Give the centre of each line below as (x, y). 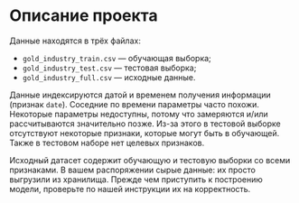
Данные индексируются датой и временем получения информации (140, 95)
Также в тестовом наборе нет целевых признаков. (107, 143)
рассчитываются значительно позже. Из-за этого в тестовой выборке (145, 124)
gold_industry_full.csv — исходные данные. (109, 77)
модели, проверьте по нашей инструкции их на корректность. (130, 189)
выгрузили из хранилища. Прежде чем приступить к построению (136, 179)
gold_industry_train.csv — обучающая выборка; (117, 58)
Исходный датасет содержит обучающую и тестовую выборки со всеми (150, 160)
